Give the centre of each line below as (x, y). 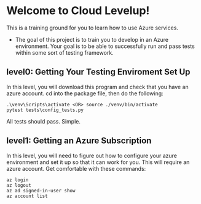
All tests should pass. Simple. (44, 121)
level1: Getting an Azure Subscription (79, 141)
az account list (27, 196)
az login (18, 180)
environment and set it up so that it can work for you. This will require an (98, 162)
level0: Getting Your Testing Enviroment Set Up (98, 72)
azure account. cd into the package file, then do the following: (85, 93)
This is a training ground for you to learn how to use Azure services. (92, 28)
